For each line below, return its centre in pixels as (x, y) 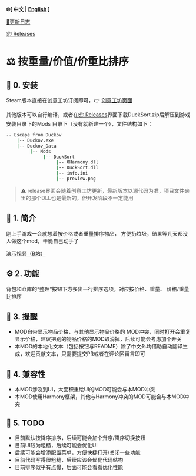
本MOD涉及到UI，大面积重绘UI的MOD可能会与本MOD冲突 (85, 390)
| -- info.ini (72, 173)
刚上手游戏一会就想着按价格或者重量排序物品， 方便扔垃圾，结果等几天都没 (97, 233)
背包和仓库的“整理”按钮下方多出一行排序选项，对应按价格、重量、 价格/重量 (98, 289)
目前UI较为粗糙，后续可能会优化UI (56, 445)
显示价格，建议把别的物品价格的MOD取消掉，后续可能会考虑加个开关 (98, 339)
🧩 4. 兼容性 (26, 374)
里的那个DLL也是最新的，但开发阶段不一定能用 (77, 198)
